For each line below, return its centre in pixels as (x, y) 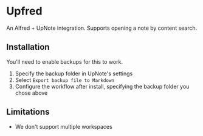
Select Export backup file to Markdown (64, 80)
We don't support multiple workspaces (64, 126)
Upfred (24, 11)
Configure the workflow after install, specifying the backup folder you (102, 86)
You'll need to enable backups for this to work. (65, 61)
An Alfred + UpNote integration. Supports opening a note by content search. (102, 28)
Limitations (28, 112)
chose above (31, 93)
